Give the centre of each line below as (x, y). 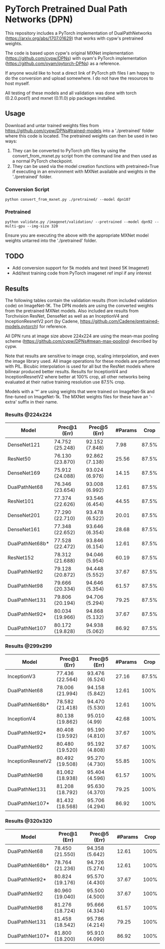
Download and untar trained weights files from (52, 125)
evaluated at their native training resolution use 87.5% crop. (65, 382)
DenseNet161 (24, 530)
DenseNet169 (24, 473)
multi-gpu (15, 226)
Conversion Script (27, 189)
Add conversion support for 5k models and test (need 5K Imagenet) (81, 268)
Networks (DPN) (39, 19)
